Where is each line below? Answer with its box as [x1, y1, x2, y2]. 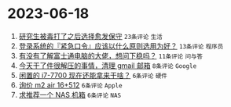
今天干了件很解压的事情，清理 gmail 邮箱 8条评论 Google [18, 60, 197, 70]
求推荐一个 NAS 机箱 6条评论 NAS [18, 90, 122, 99]
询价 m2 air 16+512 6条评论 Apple [18, 80, 123, 90]
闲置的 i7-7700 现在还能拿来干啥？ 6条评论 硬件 [18, 70, 168, 80]
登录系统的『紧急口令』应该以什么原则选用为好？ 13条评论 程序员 [18, 41, 224, 51]
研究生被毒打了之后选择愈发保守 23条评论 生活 [18, 31, 163, 41]
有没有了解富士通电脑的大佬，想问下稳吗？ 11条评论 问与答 [18, 51, 203, 60]
